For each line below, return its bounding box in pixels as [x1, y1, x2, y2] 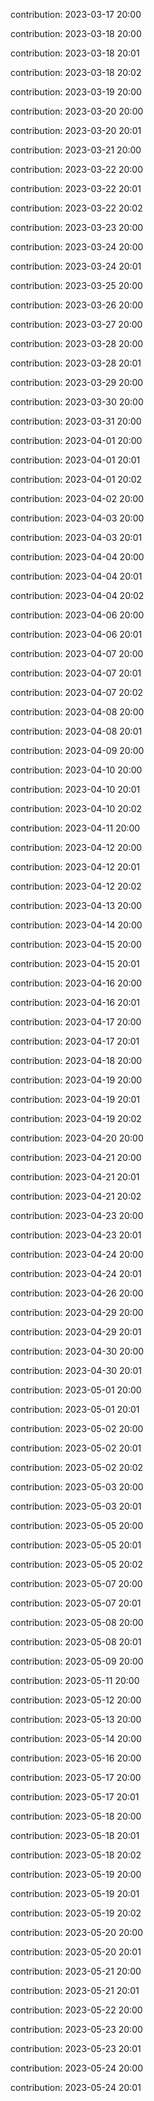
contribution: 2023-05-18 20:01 [10, 1830, 140, 1841]
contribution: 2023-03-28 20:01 [10, 357, 142, 369]
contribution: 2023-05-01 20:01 [10, 1404, 140, 1415]
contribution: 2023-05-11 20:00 [10, 1675, 140, 1686]
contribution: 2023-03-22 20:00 [10, 164, 144, 175]
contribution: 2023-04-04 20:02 [10, 590, 145, 601]
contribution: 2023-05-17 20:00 [10, 1772, 142, 1783]
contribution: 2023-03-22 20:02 [10, 202, 143, 214]
